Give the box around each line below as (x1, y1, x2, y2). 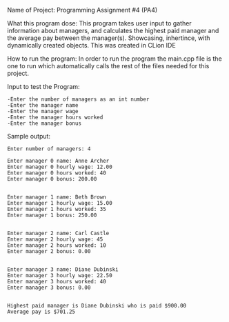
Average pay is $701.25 (7, 308, 76, 315)
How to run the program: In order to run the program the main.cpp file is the (7, 54, 222, 63)
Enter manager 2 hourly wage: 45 (7, 236, 103, 243)
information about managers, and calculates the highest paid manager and (7, 27, 219, 34)
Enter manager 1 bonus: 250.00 (7, 212, 97, 219)
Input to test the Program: (7, 83, 81, 90)
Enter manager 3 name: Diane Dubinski (7, 266, 119, 273)
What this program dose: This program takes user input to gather (7, 19, 192, 27)
